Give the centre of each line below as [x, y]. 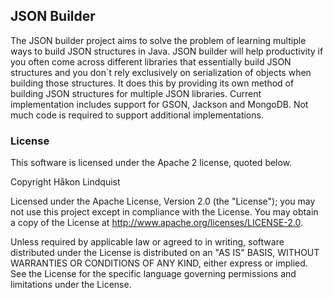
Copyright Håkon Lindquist [65, 182]
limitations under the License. [71, 285]
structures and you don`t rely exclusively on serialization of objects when [161, 72]
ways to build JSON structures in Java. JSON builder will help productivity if [167, 51]
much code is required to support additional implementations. [137, 115]
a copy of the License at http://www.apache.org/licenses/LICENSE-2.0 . [157, 223]
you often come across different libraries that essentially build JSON [151, 61]
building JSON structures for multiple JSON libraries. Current [136, 93]
